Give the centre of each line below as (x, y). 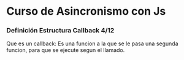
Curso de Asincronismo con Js (86, 11)
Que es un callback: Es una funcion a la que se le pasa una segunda (93, 43)
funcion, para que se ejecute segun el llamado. (66, 50)
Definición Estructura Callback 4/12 (60, 31)
